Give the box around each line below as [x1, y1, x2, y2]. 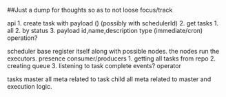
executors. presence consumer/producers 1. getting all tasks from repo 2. [7, 54, 216, 63]
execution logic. [7, 83, 52, 90]
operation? [7, 34, 38, 42]
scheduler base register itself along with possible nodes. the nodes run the [7, 47, 220, 55]
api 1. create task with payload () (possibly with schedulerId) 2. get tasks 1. [7, 19, 219, 27]
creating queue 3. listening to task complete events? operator [7, 62, 181, 69]
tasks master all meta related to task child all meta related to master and [7, 75, 212, 83]
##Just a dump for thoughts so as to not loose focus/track [7, 6, 173, 14]
